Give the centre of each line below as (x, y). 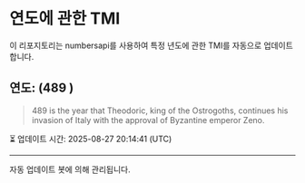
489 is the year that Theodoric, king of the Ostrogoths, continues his (160, 111)
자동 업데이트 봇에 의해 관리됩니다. (70, 169)
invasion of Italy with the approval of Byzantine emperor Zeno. (148, 120)
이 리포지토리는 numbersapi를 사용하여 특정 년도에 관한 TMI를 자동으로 (136, 45)
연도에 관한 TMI (65, 19)
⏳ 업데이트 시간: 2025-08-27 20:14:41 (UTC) (91, 139)
